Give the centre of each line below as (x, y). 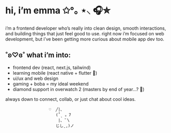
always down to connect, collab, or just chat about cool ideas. (71, 99)
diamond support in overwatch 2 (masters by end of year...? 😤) (79, 89)
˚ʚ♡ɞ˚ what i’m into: (38, 55)
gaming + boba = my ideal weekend (50, 84)
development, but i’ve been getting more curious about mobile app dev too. (85, 39)
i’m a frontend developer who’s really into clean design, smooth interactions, (86, 28)
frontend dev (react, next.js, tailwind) (52, 68)
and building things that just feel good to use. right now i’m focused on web (85, 33)
